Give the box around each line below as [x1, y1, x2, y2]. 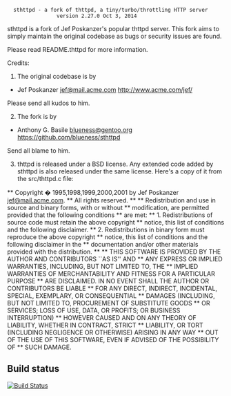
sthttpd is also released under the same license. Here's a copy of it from [17, 167, 223, 176]
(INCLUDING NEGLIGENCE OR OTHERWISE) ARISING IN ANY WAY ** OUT [7, 328, 219, 337]
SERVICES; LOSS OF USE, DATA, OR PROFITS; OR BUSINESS [7, 306, 181, 314]
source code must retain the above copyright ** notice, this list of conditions [7, 218, 225, 226]
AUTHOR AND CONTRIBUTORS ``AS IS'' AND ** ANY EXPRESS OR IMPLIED [7, 255, 223, 263]
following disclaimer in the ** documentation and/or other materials [7, 241, 199, 248]
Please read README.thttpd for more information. [7, 46, 148, 53]
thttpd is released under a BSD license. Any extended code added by [17, 160, 214, 168]
